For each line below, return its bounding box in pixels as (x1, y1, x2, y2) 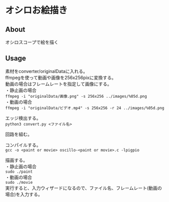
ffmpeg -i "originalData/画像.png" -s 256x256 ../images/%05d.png (5, 94, 147, 99)
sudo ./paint (5, 169, 33, 174)
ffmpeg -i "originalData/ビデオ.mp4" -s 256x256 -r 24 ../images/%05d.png (5, 105, 164, 110)
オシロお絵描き (5, 5, 68, 16)
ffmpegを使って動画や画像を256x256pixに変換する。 (5, 74, 116, 80)
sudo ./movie (5, 180, 33, 185)
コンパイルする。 (5, 142, 41, 148)
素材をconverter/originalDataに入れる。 (5, 68, 88, 74)
